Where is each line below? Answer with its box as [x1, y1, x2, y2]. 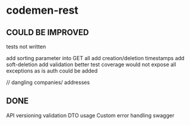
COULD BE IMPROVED [6, 27, 89, 37]
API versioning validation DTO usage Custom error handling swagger [6, 111, 175, 119]
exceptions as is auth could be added [6, 67, 98, 74]
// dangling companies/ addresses [6, 79, 90, 86]
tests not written [6, 43, 46, 50]
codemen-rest [6, 4, 79, 17]
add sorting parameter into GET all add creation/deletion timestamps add [6, 55, 185, 61]
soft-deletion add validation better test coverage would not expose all [6, 61, 176, 68]
